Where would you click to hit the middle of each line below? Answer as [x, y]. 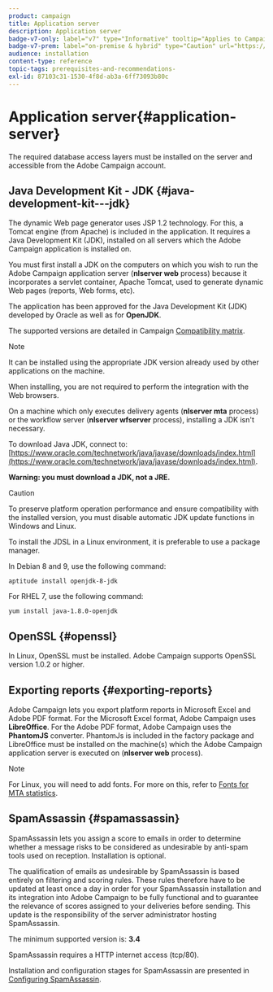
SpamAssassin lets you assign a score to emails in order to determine [125, 838]
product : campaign [39, 16]
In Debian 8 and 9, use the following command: [87, 566]
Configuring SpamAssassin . [55, 979]
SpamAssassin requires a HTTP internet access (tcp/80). [104, 955]
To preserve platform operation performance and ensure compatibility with [134, 509]
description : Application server [65, 31]
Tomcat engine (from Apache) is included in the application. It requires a [129, 232]
